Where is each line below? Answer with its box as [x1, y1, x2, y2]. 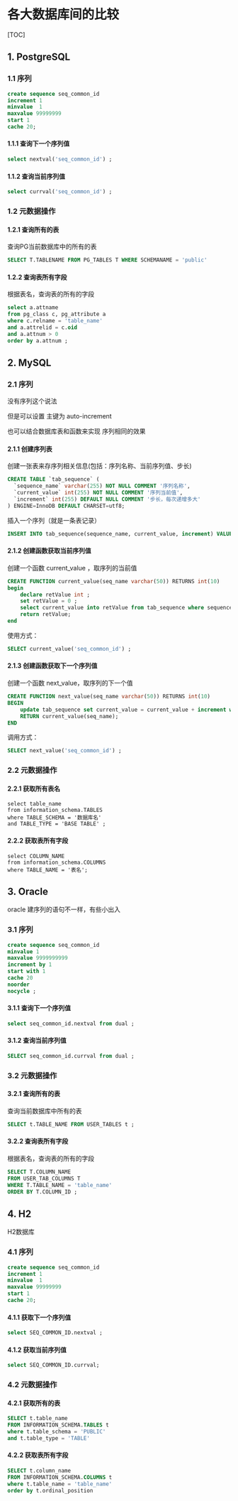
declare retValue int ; [20, 591, 91, 598]
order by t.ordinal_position [7, 1487, 93, 1494]
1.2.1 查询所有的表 [7, 225, 59, 234]
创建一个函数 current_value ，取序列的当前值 [7, 563, 137, 572]
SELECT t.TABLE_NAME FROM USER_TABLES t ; [7, 1121, 135, 1128]
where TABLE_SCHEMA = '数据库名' [7, 814, 102, 821]
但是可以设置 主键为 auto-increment [7, 412, 112, 421]
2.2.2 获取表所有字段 [7, 836, 69, 845]
